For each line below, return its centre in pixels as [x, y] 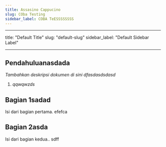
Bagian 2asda [26, 127]
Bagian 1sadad [28, 100]
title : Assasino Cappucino [33, 10]
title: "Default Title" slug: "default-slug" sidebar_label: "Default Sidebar [77, 37]
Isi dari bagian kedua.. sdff [32, 139]
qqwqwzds [23, 84]
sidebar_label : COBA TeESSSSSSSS [40, 19]
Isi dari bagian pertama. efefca [36, 112]
